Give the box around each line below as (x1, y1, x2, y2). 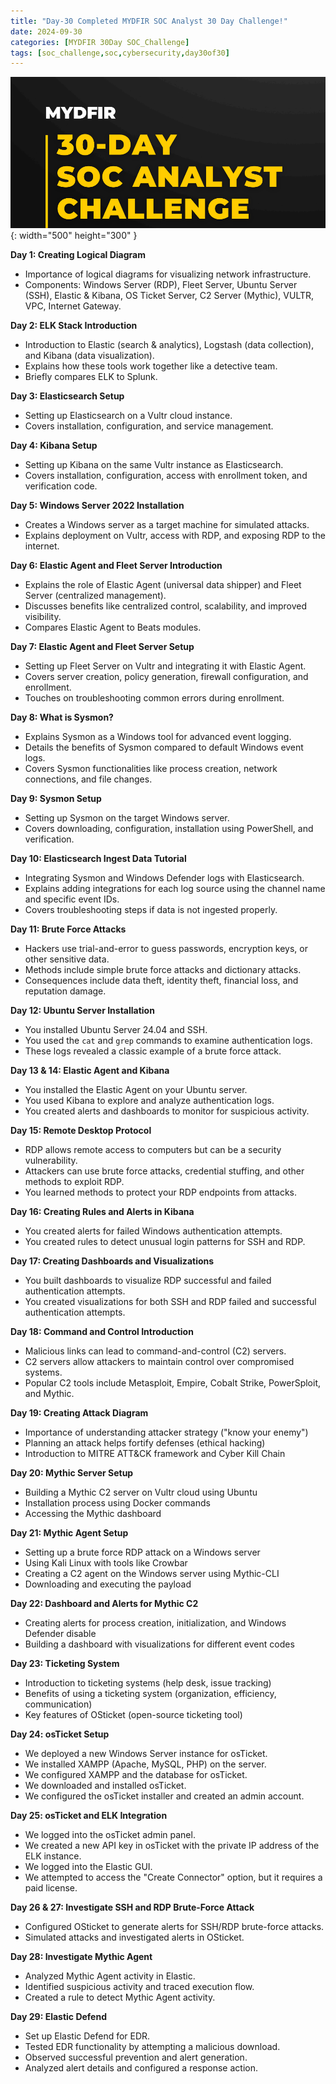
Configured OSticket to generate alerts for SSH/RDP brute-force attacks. (24, 1921, 325, 1933)
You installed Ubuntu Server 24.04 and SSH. (24, 1024, 208, 1036)
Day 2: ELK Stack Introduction (10, 320, 138, 332)
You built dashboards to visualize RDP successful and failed (24, 1275, 272, 1287)
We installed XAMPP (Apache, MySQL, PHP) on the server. (24, 1758, 267, 1770)
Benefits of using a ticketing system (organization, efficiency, (24, 1688, 277, 1700)
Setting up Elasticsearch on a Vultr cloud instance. (24, 410, 233, 422)
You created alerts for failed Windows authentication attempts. (24, 1225, 283, 1237)
